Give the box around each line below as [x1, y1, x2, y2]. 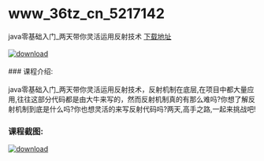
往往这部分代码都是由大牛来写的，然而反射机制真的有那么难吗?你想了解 [17, 94, 249, 104]
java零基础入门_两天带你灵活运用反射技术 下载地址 [8, 31, 172, 41]
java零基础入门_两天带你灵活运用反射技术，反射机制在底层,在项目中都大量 [8, 84, 248, 94]
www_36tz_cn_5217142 [8, 5, 165, 23]
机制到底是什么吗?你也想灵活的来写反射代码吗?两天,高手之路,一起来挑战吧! [14, 104, 256, 114]
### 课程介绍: [8, 66, 54, 75]
